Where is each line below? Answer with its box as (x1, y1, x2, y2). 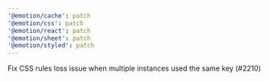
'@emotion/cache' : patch (7, 11, 91, 20)
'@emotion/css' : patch (7, 19, 84, 27)
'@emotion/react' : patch (7, 26, 91, 34)
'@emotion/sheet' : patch (7, 34, 91, 43)
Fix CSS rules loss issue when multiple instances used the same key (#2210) (7, 63, 262, 73)
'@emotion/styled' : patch (7, 42, 94, 50)
